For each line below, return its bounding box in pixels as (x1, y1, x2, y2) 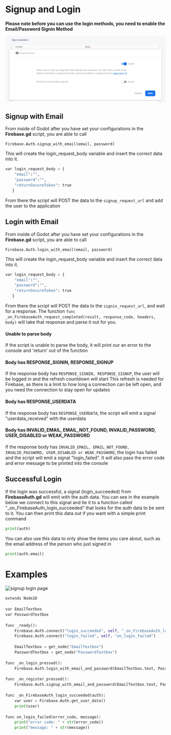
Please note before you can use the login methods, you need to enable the (5, 20, 165, 27)
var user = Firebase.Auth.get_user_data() (14, 698, 106, 703)
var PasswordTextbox (5, 612, 49, 617)
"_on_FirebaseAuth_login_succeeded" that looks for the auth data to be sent (5, 505, 165, 511)
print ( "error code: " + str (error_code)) (14, 720, 103, 725)
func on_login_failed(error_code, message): (5, 714, 101, 720)
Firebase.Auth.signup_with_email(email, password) (5, 141, 115, 147)
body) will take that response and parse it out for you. (5, 319, 117, 325)
